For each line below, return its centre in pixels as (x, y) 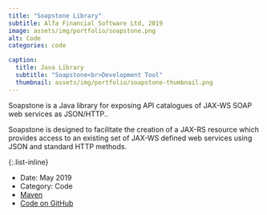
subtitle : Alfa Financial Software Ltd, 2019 (85, 23)
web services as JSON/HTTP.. (59, 114)
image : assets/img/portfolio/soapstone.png (82, 30)
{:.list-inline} (28, 162)
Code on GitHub (47, 203)
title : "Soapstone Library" (55, 16)
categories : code (37, 46)
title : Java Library (50, 68)
